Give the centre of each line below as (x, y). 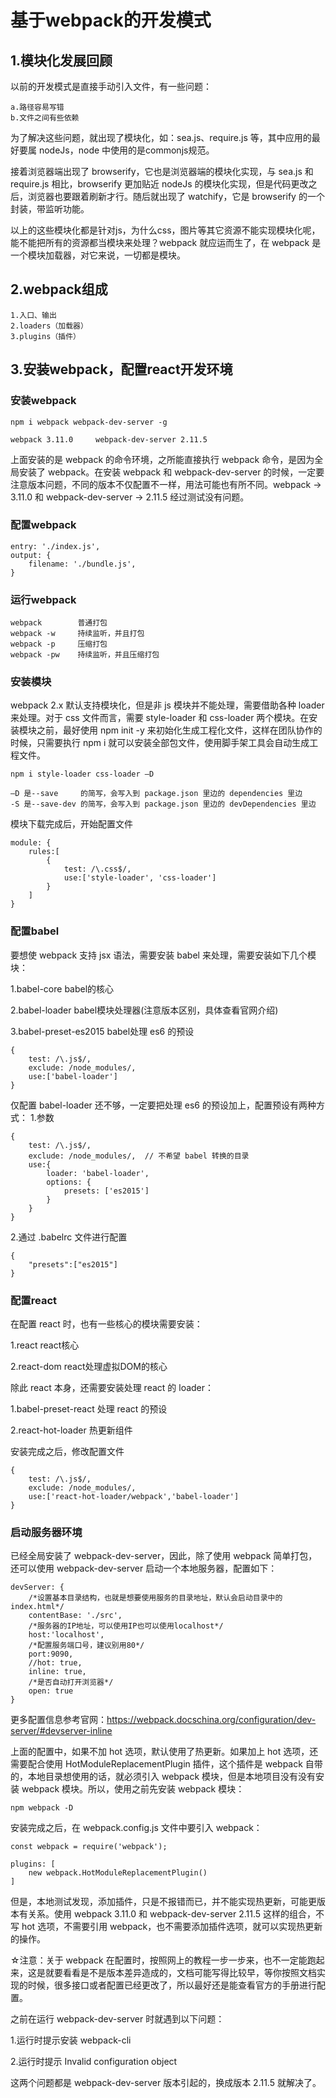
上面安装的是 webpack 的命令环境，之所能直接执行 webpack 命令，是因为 (162, 459)
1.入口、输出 (33, 315)
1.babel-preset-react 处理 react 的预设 (89, 1408)
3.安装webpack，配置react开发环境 (121, 369)
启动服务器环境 (46, 1532)
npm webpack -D (42, 1808)
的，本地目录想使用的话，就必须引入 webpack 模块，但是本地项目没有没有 (163, 1777)
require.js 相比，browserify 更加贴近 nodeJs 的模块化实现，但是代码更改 (159, 184)
